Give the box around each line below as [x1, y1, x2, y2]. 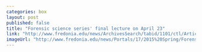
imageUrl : [6, 36, 31, 42]
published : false [6, 20, 50, 26]
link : [6, 31, 20, 37]
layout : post [6, 14, 39, 20]
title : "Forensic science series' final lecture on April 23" [6, 25, 165, 32]
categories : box [6, 8, 47, 15]
